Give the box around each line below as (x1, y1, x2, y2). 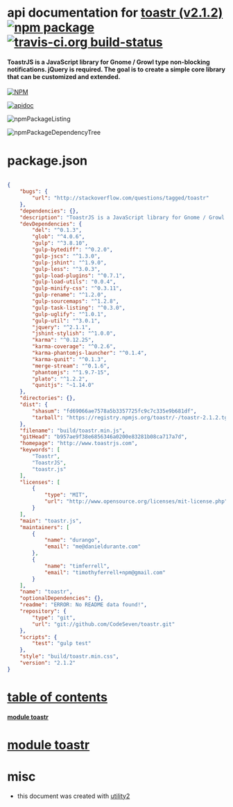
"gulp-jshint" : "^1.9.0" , (32, 259, 107, 266)
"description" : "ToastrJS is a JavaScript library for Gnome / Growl (19, 214, 225, 221)
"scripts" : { (19, 633, 58, 640)
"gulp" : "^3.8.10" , (32, 240, 89, 247)
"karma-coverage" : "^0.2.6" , (32, 343, 116, 350)
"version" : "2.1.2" (19, 660, 76, 667)
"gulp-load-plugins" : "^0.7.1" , (32, 272, 126, 279)
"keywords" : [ (19, 447, 60, 454)
